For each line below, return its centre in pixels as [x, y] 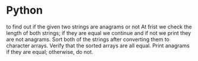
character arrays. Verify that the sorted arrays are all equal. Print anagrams [98, 46]
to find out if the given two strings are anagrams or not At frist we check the [99, 27]
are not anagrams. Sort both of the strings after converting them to [88, 39]
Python [24, 10]
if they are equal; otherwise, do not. [50, 52]
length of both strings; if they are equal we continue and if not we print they [99, 33]
